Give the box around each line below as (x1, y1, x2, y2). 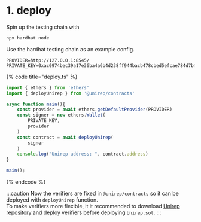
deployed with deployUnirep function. (6, 196, 98, 203)
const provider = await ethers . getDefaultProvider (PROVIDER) (17, 107, 172, 112)
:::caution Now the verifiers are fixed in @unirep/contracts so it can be (6, 190, 179, 197)
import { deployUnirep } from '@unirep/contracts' (6, 90, 135, 96)
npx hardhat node (6, 35, 50, 41)
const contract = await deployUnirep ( (17, 134, 114, 141)
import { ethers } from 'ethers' (6, 84, 90, 90)
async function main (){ (6, 101, 66, 107)
